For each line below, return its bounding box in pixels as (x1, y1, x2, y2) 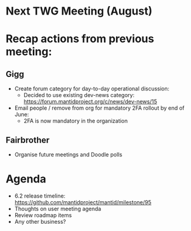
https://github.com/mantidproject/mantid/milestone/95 (14, 198, 151, 206)
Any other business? (14, 218, 66, 225)
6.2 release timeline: (14, 192, 66, 199)
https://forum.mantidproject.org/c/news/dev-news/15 (23, 98, 158, 105)
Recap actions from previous (5, 32, 155, 46)
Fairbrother (5, 135, 50, 145)
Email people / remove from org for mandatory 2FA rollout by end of (14, 104, 185, 112)
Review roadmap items (14, 211, 72, 219)
